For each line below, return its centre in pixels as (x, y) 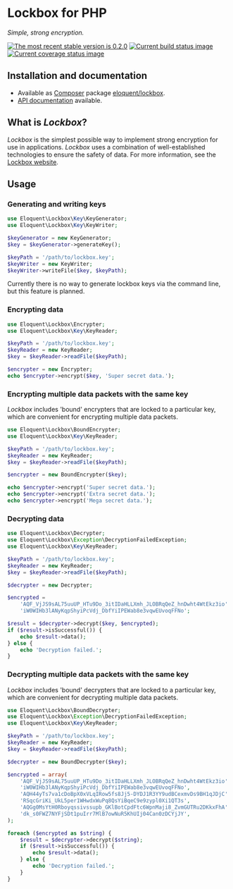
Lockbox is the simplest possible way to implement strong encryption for (113, 140)
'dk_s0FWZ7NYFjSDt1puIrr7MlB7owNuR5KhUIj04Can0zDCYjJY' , (105, 814)
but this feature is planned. (46, 291)
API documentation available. (60, 100)
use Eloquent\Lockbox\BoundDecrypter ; (64, 710)
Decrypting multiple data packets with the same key (98, 675)
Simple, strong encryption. (46, 32)
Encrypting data (36, 309)
